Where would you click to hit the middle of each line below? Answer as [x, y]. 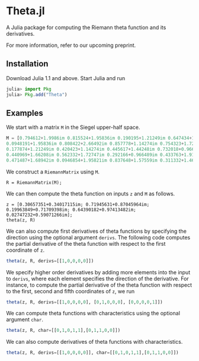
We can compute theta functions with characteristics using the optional [93, 313]
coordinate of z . [25, 250]
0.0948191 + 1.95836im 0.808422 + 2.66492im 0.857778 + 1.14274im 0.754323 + [95, 144]
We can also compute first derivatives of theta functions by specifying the [96, 231]
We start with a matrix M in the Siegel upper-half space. [73, 127]
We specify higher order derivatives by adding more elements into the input [98, 272]
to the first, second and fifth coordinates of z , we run [70, 291]
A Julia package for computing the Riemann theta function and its [86, 27]
